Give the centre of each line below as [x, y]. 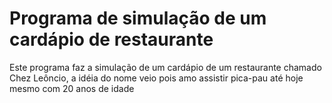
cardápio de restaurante [111, 39]
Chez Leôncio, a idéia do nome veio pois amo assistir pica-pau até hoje [156, 78]
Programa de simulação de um [138, 18]
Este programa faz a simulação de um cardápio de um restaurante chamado [165, 67]
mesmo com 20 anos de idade [72, 88]
